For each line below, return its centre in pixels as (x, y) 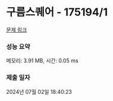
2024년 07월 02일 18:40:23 (39, 91)
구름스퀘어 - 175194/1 (57, 12)
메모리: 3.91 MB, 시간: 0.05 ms (42, 61)
